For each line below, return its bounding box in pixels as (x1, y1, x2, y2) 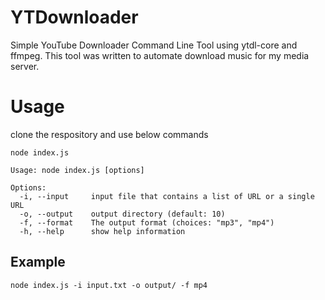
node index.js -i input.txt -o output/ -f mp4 (10, 280, 208, 290)
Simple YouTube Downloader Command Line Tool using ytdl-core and (10, 39, 298, 51)
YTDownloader (10, 6, 139, 29)
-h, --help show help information (19, 226, 186, 236)
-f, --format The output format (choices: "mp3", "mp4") (19, 217, 275, 228)
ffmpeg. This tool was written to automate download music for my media (10, 49, 310, 61)
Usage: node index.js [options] (10, 165, 145, 175)
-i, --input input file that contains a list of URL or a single (19, 191, 315, 201)
